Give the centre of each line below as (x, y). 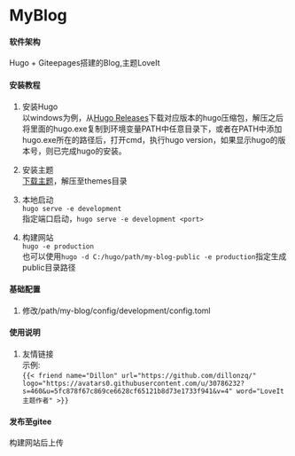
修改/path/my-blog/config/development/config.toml (116, 311)
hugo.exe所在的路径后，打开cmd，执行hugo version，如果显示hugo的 (150, 139)
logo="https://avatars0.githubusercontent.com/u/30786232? (133, 383)
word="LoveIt (260, 391)
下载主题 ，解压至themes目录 (74, 181)
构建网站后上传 (36, 443)
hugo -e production (58, 246)
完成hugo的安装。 (93, 151)
